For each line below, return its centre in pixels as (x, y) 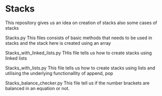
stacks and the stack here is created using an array (58, 43)
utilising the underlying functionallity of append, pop (59, 73)
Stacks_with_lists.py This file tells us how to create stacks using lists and (80, 68)
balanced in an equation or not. (37, 88)
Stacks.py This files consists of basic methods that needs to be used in (79, 38)
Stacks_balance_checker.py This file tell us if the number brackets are (77, 83)
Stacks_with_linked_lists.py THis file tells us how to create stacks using (78, 53)
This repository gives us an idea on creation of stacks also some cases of (81, 23)
